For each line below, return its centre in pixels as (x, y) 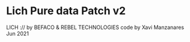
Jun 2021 (18, 33)
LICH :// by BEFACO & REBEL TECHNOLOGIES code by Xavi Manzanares (95, 27)
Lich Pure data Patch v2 (66, 11)
